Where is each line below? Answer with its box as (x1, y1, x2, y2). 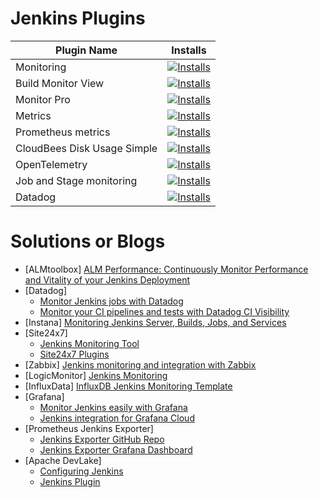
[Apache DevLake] (24, 454, 102, 466)
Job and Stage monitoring (15, 173, 138, 187)
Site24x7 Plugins (39, 348, 110, 360)
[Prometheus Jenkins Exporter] (24, 422, 154, 434)
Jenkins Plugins (10, 7, 146, 30)
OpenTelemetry (15, 157, 88, 171)
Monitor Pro (15, 92, 71, 106)
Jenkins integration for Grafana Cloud (39, 412, 195, 424)
